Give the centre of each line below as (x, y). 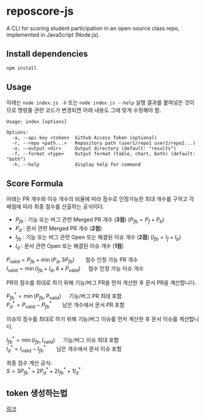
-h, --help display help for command (76, 165)
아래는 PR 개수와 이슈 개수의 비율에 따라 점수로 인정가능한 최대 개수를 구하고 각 (100, 199)
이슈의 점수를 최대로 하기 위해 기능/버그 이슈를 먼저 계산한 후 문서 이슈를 (92, 319)
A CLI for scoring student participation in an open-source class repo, (93, 28)
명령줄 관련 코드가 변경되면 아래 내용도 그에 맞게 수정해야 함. (89, 110)
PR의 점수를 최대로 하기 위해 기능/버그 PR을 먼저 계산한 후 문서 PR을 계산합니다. (102, 283)
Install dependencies (47, 54)
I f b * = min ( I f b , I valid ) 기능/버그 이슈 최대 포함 (63, 340)
